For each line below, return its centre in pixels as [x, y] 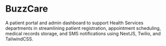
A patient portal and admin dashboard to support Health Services [75, 23]
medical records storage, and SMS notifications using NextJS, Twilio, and [83, 33]
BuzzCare [27, 9]
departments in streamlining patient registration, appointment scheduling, [83, 28]
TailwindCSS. [19, 39]
